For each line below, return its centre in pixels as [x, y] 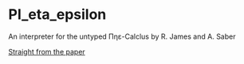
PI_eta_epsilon [57, 15]
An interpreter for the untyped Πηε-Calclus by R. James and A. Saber [122, 36]
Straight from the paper [47, 51]
